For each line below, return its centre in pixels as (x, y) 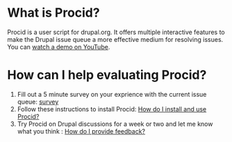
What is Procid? (53, 13)
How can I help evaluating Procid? (107, 75)
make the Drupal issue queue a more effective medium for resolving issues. (115, 39)
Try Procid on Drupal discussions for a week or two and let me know (115, 124)
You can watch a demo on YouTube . (59, 47)
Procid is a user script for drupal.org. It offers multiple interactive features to (116, 32)
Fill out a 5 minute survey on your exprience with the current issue (112, 94)
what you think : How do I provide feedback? (81, 131)
